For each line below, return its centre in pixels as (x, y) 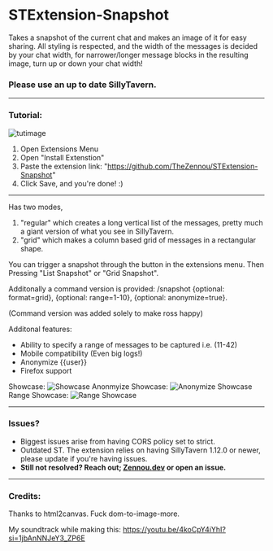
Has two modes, (36, 207)
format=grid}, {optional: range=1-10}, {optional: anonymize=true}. (118, 297)
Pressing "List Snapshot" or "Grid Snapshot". (84, 273)
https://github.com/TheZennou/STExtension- (182, 166)
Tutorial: (26, 116)
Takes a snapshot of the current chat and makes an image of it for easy (128, 37)
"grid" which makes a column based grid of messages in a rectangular (138, 240)
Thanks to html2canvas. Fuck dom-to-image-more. (94, 514)
